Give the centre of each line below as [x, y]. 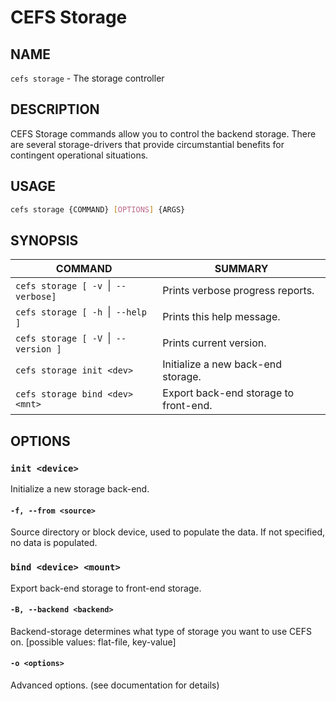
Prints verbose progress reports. [238, 291]
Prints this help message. [221, 317]
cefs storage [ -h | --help [81, 312]
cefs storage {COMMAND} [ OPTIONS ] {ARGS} [98, 209]
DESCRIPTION [55, 109]
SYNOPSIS [44, 240]
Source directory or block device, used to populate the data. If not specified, [168, 532]
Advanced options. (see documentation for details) [115, 685]
